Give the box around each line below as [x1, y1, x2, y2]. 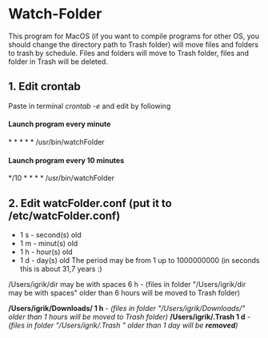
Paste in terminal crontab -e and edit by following [8, 101, 171, 110]
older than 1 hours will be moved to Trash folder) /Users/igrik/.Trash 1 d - [8, 312, 250, 321]
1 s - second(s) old [19, 229, 82, 240]
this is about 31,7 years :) [19, 264, 102, 273]
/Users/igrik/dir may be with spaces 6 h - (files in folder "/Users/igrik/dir [8, 279, 246, 288]
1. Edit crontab [8, 80, 82, 93]
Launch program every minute [8, 119, 111, 129]
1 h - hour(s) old [19, 247, 74, 256]
